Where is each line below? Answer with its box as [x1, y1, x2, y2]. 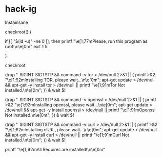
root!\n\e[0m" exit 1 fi [5, 43, 48, 49]
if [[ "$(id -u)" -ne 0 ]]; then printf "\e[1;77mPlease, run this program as [5, 38, 148, 44]
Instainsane [5, 19, 28, 25]
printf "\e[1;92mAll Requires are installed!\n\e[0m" [5, 146, 105, 152]
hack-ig [5, 3, 37, 15]
